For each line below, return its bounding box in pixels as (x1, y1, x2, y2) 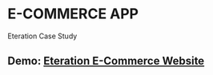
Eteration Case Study (7, 31, 78, 41)
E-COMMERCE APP (7, 5, 139, 23)
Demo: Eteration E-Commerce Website (7, 54, 205, 68)
